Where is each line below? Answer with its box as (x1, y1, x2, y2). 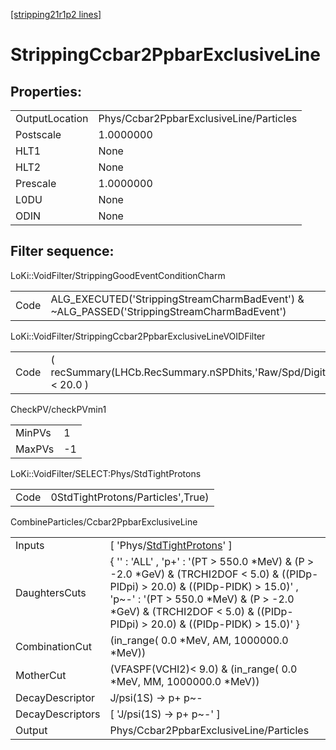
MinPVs (15, 425, 52, 439)
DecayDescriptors (15, 707, 101, 721)
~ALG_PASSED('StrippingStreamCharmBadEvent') (50, 304, 287, 318)
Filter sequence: (10, 243, 115, 260)
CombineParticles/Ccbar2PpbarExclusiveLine (10, 515, 198, 528)
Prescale (15, 177, 57, 190)
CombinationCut (15, 639, 92, 653)
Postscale (15, 128, 62, 141)
